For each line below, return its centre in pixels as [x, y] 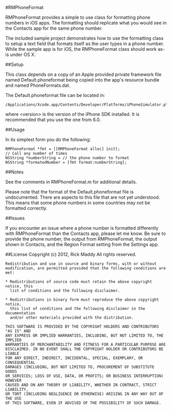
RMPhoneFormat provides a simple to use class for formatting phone [78, 17]
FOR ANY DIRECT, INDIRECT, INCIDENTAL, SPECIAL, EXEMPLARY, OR [74, 358]
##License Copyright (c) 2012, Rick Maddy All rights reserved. [71, 254]
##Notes [15, 172]
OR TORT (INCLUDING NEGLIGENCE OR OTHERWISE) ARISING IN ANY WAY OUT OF [84, 394]
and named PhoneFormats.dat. [38, 85]
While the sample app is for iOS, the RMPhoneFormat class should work [81, 49]
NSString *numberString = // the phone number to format [67, 158]
